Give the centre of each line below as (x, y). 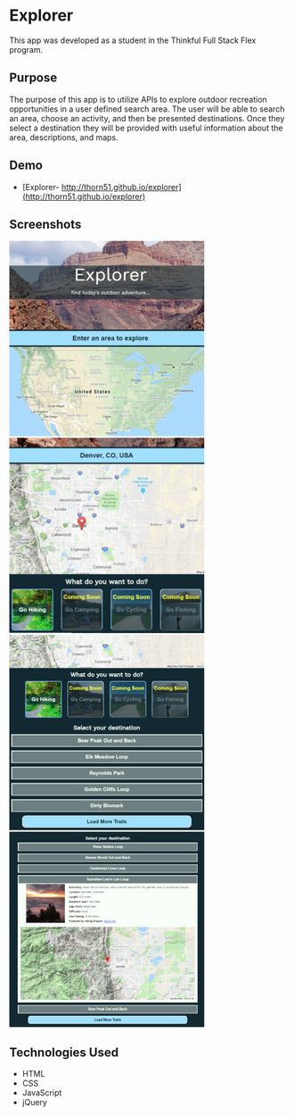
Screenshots (45, 224)
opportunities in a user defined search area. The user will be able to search (147, 109)
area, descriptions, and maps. (64, 137)
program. (26, 49)
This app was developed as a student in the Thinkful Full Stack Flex (133, 40)
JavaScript (42, 1093)
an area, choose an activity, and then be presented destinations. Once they (147, 118)
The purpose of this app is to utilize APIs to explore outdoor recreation (138, 99)
